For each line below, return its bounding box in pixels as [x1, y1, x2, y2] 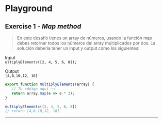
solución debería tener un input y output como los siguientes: [16, 46, 140, 51]
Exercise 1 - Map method [5, 22, 81, 31]
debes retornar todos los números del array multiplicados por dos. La [16, 40, 156, 46]
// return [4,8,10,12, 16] [5, 108, 60, 114]
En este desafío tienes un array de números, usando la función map [16, 35, 152, 41]
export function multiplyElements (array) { [5, 82, 95, 87]
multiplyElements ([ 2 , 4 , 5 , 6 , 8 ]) [5, 104, 77, 109]
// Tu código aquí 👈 [11, 86, 55, 91]
